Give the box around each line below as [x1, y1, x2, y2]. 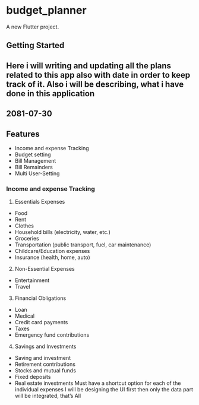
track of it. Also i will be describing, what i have [6, 79, 184, 89]
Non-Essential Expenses [14, 265, 75, 273]
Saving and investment [14, 355, 71, 362]
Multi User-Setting [14, 170, 60, 177]
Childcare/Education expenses [14, 248, 90, 255]
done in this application [6, 88, 95, 99]
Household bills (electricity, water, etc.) [14, 229, 111, 236]
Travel [14, 283, 31, 290]
